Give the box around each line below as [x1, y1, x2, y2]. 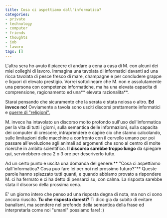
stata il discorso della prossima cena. [5, 181, 81, 187]
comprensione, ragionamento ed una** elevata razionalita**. [5, 89, 129, 95]
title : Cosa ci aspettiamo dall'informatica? [5, 7, 101, 12]
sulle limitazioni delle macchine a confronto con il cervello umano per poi [5, 135, 155, 141]
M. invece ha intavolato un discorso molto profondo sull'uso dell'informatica [5, 119, 161, 125]
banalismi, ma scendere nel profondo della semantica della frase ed [5, 202, 145, 208]
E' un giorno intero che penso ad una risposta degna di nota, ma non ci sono [5, 191, 163, 197]
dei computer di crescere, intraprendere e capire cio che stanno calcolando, [5, 129, 162, 135]
